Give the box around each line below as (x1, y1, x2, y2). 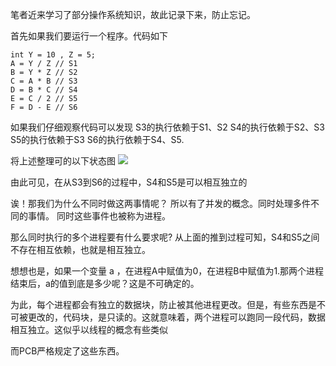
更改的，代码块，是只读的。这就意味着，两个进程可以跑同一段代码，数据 (27, 311, 326, 323)
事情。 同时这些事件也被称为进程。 (27, 210, 171, 222)
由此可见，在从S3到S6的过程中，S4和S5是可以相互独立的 (10, 176, 248, 188)
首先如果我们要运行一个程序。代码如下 (10, 30, 168, 42)
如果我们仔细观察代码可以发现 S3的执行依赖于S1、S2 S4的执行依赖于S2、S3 (10, 121, 325, 133)
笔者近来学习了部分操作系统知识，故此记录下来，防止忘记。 (10, 9, 256, 20)
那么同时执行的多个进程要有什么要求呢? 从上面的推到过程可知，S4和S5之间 (10, 231, 320, 243)
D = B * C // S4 (10, 85, 78, 95)
